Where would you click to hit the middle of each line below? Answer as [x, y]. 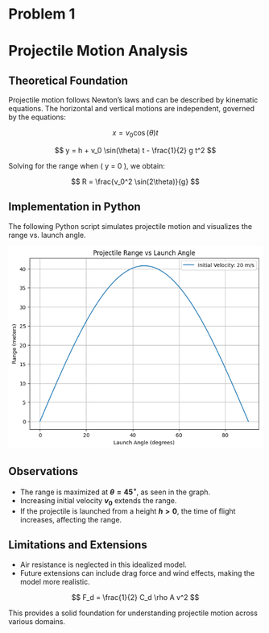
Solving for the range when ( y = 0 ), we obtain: [87, 165]
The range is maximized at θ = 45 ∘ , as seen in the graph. [115, 491]
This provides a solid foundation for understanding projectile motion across [133, 613]
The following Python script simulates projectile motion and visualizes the [130, 226]
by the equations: [37, 117]
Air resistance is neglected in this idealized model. [103, 564]
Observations [43, 471]
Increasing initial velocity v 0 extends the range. [98, 502]
